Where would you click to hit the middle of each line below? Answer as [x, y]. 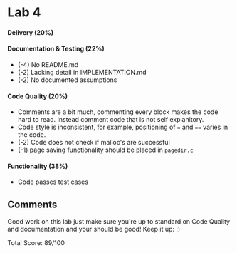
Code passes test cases [53, 182]
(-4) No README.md [48, 64]
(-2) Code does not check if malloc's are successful [94, 143]
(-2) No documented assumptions [67, 80]
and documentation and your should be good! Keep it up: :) [94, 229]
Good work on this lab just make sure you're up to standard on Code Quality [118, 222]
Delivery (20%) [31, 32]
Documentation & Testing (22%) [56, 49]
